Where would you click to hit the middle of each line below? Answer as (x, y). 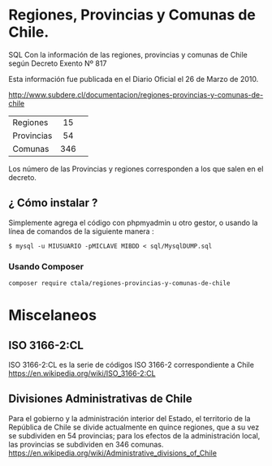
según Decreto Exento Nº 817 (58, 63)
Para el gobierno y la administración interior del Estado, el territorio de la (130, 418)
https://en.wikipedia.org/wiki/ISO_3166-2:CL (82, 373)
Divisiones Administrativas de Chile (100, 399)
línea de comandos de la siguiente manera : (81, 231)
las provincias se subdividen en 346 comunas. (86, 444)
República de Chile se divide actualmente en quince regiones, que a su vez (134, 427)
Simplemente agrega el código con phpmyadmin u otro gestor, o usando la (133, 222)
